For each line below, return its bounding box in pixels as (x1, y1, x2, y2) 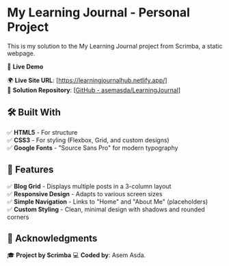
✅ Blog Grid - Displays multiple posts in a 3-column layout (7, 182, 172, 190)
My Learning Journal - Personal (7, 5, 190, 21)
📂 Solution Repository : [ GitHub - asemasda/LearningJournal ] (7, 85, 181, 94)
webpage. (7, 49, 36, 57)
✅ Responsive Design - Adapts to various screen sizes (7, 189, 163, 198)
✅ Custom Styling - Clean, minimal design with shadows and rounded (7, 205, 205, 213)
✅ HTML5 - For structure (7, 128, 78, 136)
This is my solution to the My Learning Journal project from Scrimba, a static (7, 42, 223, 50)
